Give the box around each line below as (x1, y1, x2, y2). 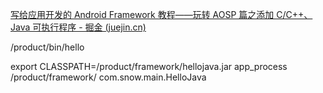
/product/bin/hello (10, 41, 85, 53)
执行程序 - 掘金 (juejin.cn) (41, 21, 147, 33)
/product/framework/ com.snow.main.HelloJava (10, 71, 207, 83)
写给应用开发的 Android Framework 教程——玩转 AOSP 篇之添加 (10, 9, 275, 20)
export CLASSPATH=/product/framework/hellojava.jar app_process (10, 61, 288, 72)
